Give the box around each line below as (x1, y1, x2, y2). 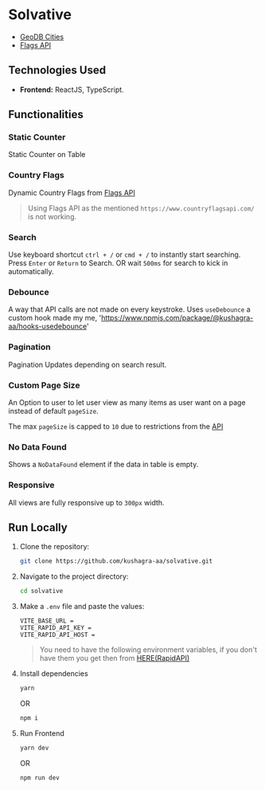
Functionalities (8, 108, 84, 121)
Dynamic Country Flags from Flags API (8, 187, 135, 197)
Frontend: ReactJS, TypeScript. (19, 85, 125, 94)
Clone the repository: (19, 542, 90, 552)
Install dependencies (19, 669, 89, 678)
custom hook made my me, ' (8, 313, 102, 323)
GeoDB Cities (19, 32, 64, 41)
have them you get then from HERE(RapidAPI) (39, 654, 190, 663)
